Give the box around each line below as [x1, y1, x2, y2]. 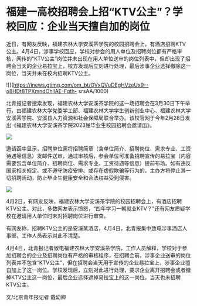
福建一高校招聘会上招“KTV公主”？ [6, 5, 173, 19]
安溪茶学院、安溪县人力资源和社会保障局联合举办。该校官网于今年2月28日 [6, 114, 185, 121]
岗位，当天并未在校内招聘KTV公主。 [6, 70, 94, 77]
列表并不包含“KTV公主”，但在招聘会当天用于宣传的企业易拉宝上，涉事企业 [6, 259, 186, 266]
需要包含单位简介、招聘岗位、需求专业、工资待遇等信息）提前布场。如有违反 [6, 159, 191, 167]
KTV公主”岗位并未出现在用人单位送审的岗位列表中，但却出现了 [34, 55, 186, 62]
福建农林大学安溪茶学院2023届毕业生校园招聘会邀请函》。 [16, 121, 155, 129]
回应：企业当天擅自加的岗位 [16, 20, 151, 33]
